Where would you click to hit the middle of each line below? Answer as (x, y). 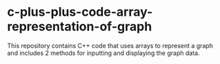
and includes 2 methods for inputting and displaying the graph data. (103, 53)
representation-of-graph (80, 26)
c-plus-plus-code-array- (80, 12)
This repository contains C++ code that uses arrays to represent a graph (110, 45)
